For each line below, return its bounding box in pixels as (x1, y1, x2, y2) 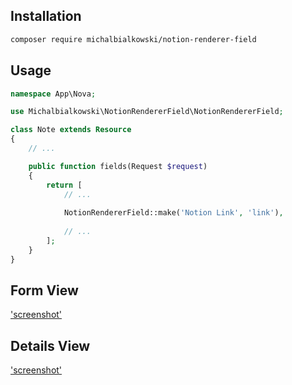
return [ (46, 180, 83, 190)
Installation (10, 8, 82, 25)
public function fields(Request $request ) (28, 161, 208, 171)
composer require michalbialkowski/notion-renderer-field (10, 34, 257, 44)
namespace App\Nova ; (10, 89, 97, 99)
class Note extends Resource (10, 125, 132, 135)
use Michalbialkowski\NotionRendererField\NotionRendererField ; (10, 107, 284, 117)
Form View (10, 282, 79, 299)
